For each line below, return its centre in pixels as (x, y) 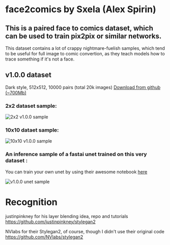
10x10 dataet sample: (32, 130)
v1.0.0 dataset (29, 75)
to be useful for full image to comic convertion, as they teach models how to (85, 54)
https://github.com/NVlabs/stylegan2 (44, 237)
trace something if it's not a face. (40, 59)
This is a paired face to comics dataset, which (79, 28)
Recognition (31, 202)
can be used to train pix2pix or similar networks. (83, 36)
